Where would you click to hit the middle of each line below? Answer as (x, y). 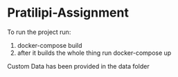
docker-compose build (50, 45)
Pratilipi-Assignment (68, 13)
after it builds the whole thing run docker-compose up (94, 53)
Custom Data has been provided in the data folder (79, 66)
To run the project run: (39, 32)
